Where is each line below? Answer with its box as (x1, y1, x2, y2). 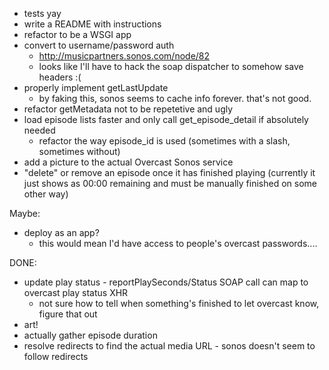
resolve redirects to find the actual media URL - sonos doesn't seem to (23, 340, 316, 352)
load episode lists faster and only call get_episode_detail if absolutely (23, 114, 309, 125)
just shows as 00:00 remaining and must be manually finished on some (23, 178, 317, 189)
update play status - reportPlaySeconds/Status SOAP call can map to (23, 276, 309, 288)
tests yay (23, 8, 62, 19)
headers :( (38, 71, 82, 83)
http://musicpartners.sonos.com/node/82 (38, 50, 211, 62)
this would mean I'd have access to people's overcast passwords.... (38, 238, 318, 249)
